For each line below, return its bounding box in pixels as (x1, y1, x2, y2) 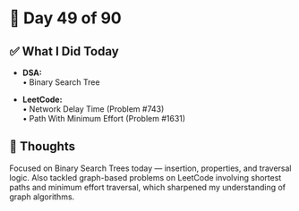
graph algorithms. (9, 191, 75, 202)
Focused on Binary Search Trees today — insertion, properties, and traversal (9, 163, 293, 173)
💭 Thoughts (9, 139, 76, 155)
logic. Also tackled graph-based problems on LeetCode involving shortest (9, 172, 282, 182)
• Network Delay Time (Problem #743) (21, 104, 165, 114)
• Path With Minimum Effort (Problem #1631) (21, 114, 186, 123)
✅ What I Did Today (9, 44, 119, 59)
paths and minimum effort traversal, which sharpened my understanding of (9, 181, 286, 192)
